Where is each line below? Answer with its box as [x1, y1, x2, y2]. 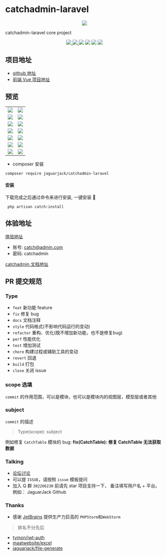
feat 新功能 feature [12, 305, 53, 311]
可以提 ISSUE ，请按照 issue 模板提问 [12, 477, 88, 483]
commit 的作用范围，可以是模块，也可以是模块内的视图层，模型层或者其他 [5, 394, 157, 400]
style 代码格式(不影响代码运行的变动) [12, 323, 91, 330]
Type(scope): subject [17, 428, 62, 434]
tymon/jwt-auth [12, 534, 45, 541]
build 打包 [12, 361, 34, 367]
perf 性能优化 [12, 336, 41, 342]
